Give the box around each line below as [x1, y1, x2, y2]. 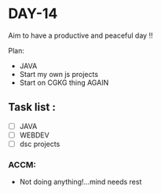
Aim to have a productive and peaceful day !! [8, 31, 153, 40]
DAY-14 [8, 5, 58, 23]
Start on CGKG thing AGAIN [19, 78, 109, 87]
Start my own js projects [19, 69, 99, 79]
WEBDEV [19, 130, 49, 140]
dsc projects [19, 139, 60, 148]
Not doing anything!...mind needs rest [19, 178, 142, 187]
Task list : [8, 101, 57, 114]
